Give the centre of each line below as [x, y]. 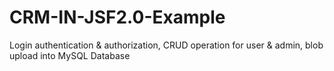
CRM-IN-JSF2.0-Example [117, 17]
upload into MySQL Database [70, 55]
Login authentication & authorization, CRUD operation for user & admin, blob [166, 45]
